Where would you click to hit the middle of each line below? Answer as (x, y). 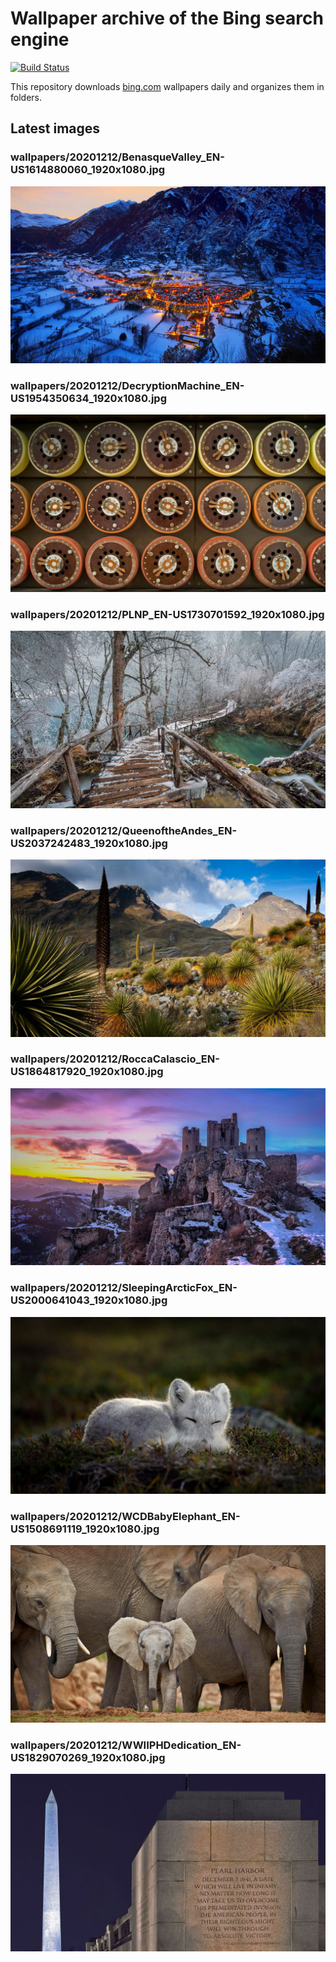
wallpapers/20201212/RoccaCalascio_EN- (115, 1059)
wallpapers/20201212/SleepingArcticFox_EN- (124, 1288)
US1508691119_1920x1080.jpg (85, 1529)
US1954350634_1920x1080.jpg (88, 399)
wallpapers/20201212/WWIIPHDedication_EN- (126, 1745)
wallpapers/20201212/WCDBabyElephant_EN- (125, 1517)
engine (40, 39)
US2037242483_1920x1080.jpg (89, 843)
